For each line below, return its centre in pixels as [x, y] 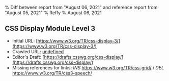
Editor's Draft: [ [28, 57]
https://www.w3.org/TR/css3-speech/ [52, 73]
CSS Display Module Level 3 [50, 29]
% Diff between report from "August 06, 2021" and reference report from [81, 7]
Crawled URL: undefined [38, 51]
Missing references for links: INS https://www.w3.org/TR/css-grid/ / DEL [88, 67]
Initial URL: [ [25, 40]
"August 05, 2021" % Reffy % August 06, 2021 [53, 13]
